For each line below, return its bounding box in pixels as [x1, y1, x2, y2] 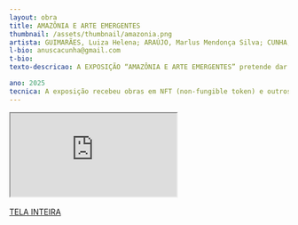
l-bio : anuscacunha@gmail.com [9, 46, 122, 55]
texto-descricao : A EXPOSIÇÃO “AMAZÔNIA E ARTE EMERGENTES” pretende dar [9, 63, 288, 72]
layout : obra [9, 12, 58, 22]
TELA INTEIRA [9, 206, 62, 217]
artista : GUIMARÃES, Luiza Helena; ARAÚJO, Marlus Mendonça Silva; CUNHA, [9, 37, 292, 47]
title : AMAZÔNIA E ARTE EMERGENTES [9, 21, 141, 30]
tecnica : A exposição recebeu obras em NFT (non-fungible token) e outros [9, 86, 292, 96]
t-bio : [9, 54, 34, 63]
